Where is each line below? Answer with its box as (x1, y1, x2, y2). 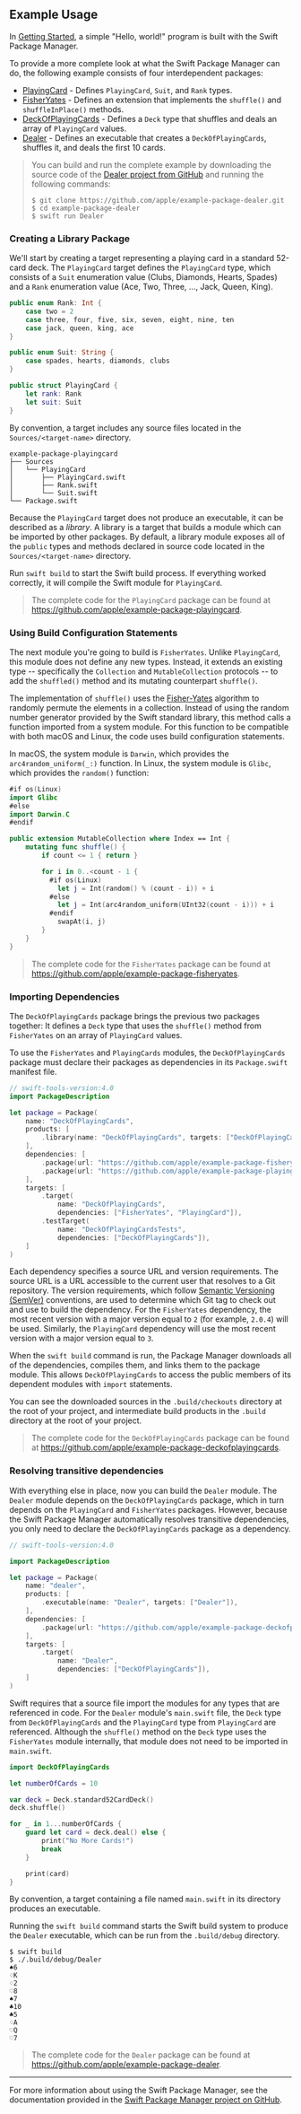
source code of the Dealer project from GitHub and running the (30, 169, 264, 179)
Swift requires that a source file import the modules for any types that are (9, 1698, 280, 1708)
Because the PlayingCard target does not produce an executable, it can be (9, 511, 284, 523)
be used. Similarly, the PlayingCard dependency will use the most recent (9, 1323, 276, 1334)
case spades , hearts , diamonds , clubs (25, 356, 170, 366)
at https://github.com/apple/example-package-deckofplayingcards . (30, 1442, 281, 1453)
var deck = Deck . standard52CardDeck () (9, 1795, 154, 1804)
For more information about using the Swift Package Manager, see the (9, 2085, 269, 2096)
